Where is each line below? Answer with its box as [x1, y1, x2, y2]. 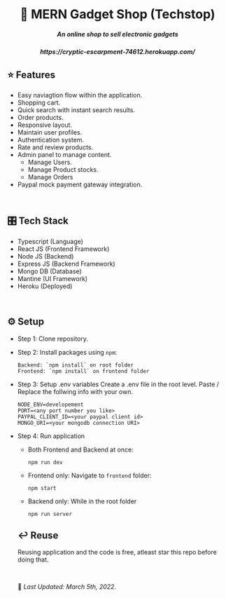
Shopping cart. [17, 98, 61, 107]
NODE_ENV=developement [17, 401, 84, 408]
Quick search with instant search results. [17, 105, 135, 114]
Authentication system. [17, 135, 85, 144]
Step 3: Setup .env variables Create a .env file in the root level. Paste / [17, 380, 219, 388]
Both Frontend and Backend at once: [27, 445, 134, 454]
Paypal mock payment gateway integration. [17, 180, 143, 189]
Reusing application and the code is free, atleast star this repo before [17, 548, 217, 557]
